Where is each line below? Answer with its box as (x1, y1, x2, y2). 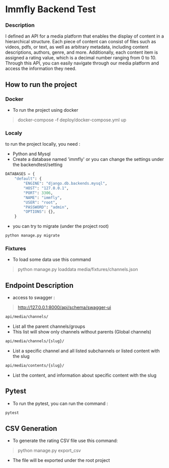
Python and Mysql (12, 151, 51, 157)
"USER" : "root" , (23, 199, 58, 205)
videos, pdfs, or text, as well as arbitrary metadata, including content (5, 44, 149, 50)
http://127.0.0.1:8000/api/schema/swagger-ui (17, 305, 111, 311)
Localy (5, 129, 23, 137)
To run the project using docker (12, 107, 78, 113)
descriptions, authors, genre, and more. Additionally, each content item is (5, 49, 158, 55)
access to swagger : (12, 294, 55, 300)
